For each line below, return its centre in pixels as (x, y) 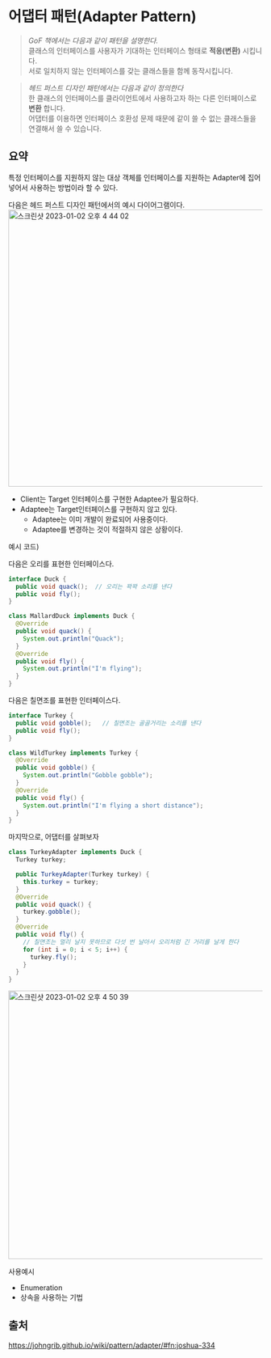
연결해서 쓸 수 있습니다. (65, 128)
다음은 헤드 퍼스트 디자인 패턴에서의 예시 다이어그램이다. (97, 205)
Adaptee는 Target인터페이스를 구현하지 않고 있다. (98, 509)
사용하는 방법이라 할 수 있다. (74, 188)
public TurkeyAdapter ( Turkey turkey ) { (83, 874)
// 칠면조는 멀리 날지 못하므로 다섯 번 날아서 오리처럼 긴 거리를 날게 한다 (131, 942)
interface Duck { (38, 579)
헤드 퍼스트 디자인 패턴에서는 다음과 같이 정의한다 (106, 88)
